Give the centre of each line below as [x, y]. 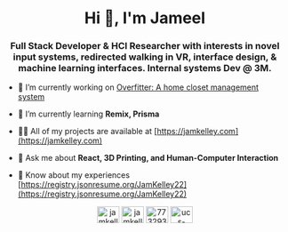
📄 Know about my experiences [74, 175]
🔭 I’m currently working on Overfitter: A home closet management [138, 87]
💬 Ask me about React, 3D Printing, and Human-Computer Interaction [148, 158]
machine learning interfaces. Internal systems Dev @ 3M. [145, 68]
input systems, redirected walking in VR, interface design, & [145, 57]
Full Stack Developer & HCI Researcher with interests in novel [145, 46]
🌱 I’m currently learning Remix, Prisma [88, 114]
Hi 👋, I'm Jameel [145, 18]
